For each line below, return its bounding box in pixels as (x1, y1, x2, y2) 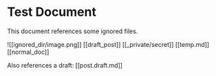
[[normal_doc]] (7, 48, 50, 56)
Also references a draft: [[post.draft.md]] (7, 61, 122, 69)
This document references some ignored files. (7, 27, 138, 35)
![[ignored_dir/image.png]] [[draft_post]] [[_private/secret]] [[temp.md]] (7, 40, 210, 48)
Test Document (7, 4, 96, 20)
